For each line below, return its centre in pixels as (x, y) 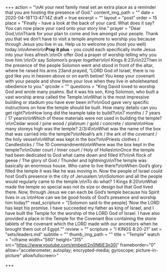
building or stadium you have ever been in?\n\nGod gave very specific (77, 102)
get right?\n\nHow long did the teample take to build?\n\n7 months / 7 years (83, 113)
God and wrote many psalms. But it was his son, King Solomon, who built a (82, 92)
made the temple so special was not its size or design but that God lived (79, 187)
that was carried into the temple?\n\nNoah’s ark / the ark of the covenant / (81, 134)
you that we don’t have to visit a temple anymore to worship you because (80, 39)
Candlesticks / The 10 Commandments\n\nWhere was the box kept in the (80, 144)
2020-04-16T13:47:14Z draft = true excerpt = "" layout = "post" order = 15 (81, 18)
